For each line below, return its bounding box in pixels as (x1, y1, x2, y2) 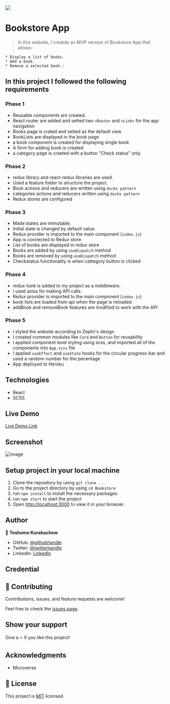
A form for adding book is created (12, 144, 84, 150)
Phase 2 (5, 163, 26, 170)
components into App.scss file (12, 345, 75, 351)
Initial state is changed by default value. (12, 226, 96, 232)
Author (5, 516, 28, 525)
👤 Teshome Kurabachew (5, 529, 58, 535)
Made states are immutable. (12, 220, 71, 226)
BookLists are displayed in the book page (12, 134, 99, 140)
